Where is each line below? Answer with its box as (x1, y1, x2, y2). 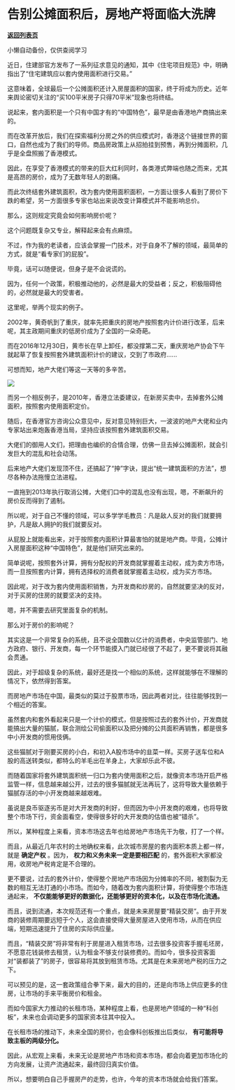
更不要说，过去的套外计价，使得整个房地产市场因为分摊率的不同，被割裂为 (7, 874, 222, 883)
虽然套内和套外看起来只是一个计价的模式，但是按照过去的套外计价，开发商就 (7, 715, 228, 723)
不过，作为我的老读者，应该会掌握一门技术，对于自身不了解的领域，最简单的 (7, 241, 228, 249)
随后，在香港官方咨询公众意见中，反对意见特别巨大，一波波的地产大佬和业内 (7, 417, 228, 425)
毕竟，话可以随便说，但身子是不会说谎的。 (7, 264, 130, 273)
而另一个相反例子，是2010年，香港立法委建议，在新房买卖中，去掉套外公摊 (7, 393, 224, 401)
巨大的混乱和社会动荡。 (13, 449, 81, 457)
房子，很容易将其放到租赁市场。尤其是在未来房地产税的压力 (49, 956, 222, 965)
